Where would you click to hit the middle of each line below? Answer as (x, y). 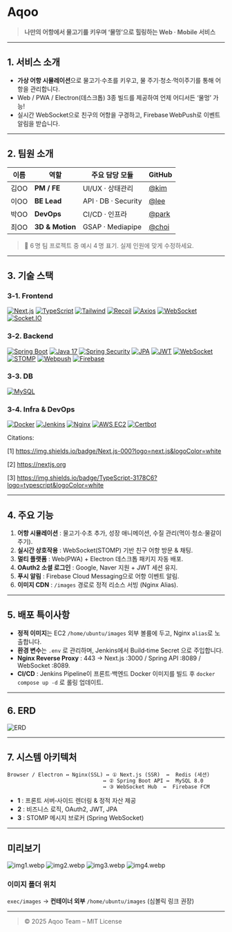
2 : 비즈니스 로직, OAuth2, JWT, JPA (67, 809)
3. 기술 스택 (30, 276)
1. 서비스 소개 (33, 62)
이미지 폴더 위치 (32, 884)
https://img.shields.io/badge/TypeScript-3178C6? (87, 478)
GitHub (160, 175)
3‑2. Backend (30, 336)
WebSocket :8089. (43, 665)
